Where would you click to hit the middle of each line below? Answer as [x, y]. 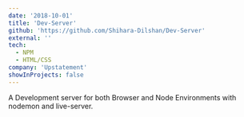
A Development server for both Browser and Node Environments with [122, 97]
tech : [17, 45]
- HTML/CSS [34, 60]
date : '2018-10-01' [41, 16]
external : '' [30, 38]
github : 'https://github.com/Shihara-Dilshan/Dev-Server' [107, 30]
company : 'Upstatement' [48, 68]
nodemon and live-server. [51, 106]
